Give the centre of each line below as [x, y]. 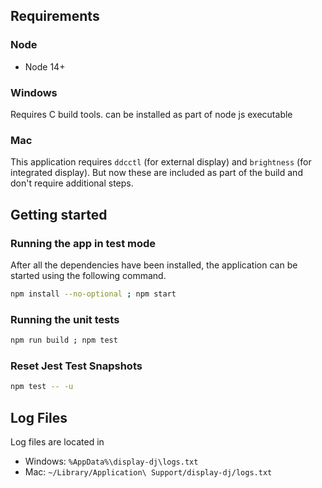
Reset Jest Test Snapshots [76, 366]
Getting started [59, 214]
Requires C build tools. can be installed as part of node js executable [151, 114]
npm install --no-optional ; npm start [93, 294]
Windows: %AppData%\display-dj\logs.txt [111, 461]
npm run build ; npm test [64, 340]
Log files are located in [57, 442]
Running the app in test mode [83, 243]
